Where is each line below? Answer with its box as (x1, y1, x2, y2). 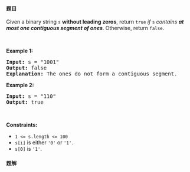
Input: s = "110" (6, 93, 56, 100)
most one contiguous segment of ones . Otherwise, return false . (6, 25, 165, 32)
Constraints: (6, 121, 38, 128)
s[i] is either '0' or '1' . (14, 139, 74, 146)
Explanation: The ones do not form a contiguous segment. (6, 71, 178, 77)
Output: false (6, 65, 47, 71)
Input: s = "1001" (6, 59, 60, 65)
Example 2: (6, 82, 34, 89)
